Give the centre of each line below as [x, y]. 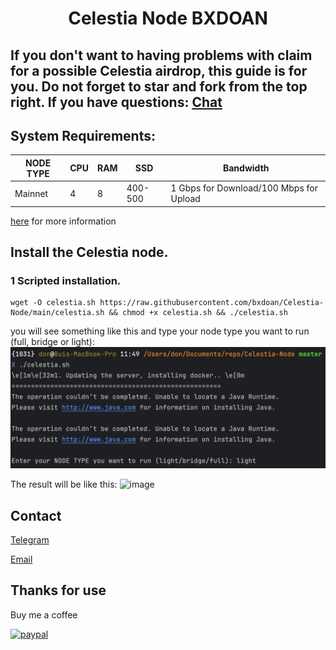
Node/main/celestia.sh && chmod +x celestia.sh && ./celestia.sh [149, 313]
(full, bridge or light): [52, 342]
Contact [36, 515]
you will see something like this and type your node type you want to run [160, 331]
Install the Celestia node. [89, 252]
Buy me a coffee [44, 614]
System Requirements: [83, 135]
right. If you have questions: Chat [116, 102]
